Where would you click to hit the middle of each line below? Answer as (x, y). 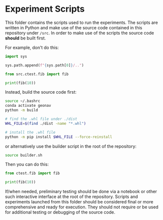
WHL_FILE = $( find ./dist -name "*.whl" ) (46, 123)
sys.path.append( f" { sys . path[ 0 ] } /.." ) (44, 65)
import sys (16, 56)
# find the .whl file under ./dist (41, 119)
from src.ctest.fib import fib (37, 74)
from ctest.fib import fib (32, 173)
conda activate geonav (28, 106)
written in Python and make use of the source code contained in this (74, 27)
